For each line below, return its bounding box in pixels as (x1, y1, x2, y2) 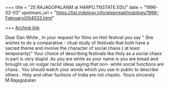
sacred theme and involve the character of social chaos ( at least (5, 45, 140, 51)
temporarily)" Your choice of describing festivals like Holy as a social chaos (5, 50, 162, 56)
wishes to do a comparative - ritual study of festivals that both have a (5, 40, 150, 46)
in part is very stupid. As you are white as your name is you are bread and (5, 56, 158, 62)
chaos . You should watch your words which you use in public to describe (5, 66, 158, 72)
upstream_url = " (21, 10, 57, 16)
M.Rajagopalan (5, 77, 36, 83)
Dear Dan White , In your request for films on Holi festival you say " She (5, 35, 154, 40)
